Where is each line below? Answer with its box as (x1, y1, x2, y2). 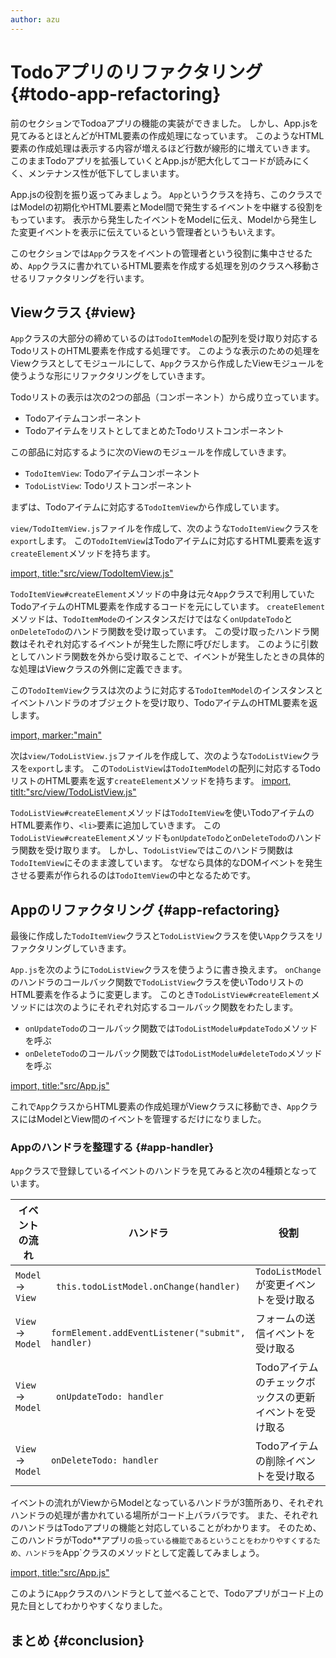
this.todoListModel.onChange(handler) (56, 1281, 241, 1293)
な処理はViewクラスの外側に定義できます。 (10, 663, 188, 675)
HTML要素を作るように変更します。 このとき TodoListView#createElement (10, 989, 312, 1001)
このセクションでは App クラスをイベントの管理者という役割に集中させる (10, 247, 305, 259)
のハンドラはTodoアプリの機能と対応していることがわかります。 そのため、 (10, 1522, 322, 1534)
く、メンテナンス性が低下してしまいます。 (10, 167, 185, 179)
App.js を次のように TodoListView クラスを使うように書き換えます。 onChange (10, 964, 322, 976)
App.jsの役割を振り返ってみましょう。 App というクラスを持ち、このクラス (10, 188, 314, 200)
